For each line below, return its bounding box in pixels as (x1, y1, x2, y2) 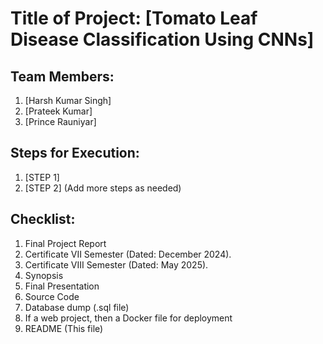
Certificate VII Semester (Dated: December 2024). (24, 248, 232, 260)
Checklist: (10, 211, 76, 228)
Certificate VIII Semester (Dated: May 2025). (24, 258, 209, 271)
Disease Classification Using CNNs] (10, 28, 315, 51)
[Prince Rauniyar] (24, 116, 97, 127)
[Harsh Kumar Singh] (24, 95, 112, 106)
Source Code (24, 290, 80, 302)
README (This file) (24, 322, 104, 334)
